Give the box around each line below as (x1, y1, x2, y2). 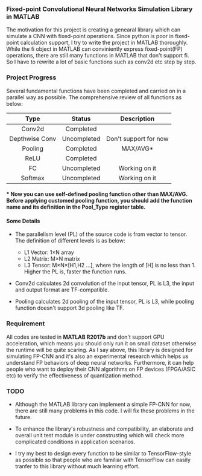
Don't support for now (106, 134, 169, 143)
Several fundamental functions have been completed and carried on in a (6, 87, 186, 94)
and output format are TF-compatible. (14, 286, 110, 293)
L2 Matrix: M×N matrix (24, 255, 80, 262)
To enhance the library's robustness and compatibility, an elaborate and (14, 425, 194, 432)
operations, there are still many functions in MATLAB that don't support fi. (6, 52, 189, 59)
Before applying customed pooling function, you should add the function (6, 197, 193, 204)
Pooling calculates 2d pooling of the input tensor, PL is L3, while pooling (14, 298, 194, 305)
